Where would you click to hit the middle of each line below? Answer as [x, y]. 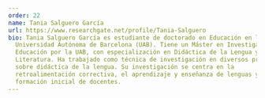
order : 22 [24, 15]
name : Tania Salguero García [56, 23]
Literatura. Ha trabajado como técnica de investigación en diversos [132, 60]
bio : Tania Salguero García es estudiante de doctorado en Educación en [130, 38]
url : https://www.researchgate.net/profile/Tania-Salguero [107, 30]
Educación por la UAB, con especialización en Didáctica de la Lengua [134, 52]
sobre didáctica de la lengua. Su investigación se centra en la [125, 67]
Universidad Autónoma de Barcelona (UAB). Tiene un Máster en [119, 45]
